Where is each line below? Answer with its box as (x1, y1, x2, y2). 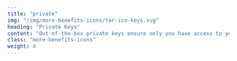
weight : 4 (7, 43, 37, 50)
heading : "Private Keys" (7, 23, 80, 30)
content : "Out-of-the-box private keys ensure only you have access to (7, 29, 222, 37)
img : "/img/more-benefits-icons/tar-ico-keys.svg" (7, 17, 159, 24)
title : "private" (7, 10, 59, 18)
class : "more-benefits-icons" (7, 36, 97, 43)
